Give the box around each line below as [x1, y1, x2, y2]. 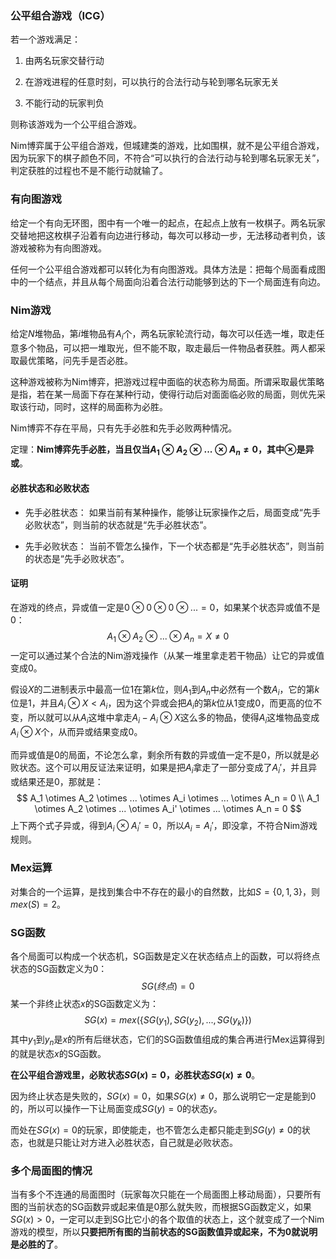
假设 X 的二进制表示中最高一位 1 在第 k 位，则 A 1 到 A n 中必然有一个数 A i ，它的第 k [10, 683, 320, 697]
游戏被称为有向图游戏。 [10, 242, 107, 254]
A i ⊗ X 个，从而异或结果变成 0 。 [10, 726, 143, 740]
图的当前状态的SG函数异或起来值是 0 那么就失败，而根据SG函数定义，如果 [10, 1200, 312, 1212]
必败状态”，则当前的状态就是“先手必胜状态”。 [24, 518, 213, 531]
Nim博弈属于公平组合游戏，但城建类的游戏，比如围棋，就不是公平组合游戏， [10, 140, 325, 152]
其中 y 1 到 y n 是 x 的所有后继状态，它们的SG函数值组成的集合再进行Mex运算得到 [10, 1033, 325, 1047]
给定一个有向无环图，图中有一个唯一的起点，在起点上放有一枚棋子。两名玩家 [10, 217, 326, 229]
